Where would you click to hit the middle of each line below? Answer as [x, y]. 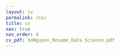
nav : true [18, 29]
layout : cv [19, 12]
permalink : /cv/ [26, 18]
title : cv [18, 23]
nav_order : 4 [22, 35]
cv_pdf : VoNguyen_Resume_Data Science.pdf [60, 40]
